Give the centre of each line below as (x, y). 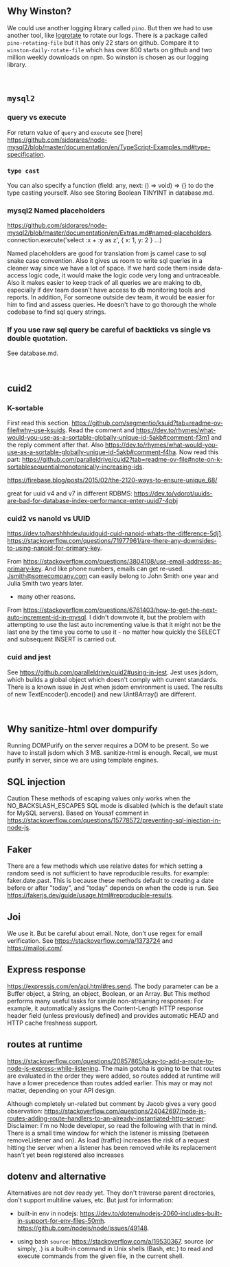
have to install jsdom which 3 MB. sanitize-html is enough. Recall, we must (112, 753)
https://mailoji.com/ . (35, 948)
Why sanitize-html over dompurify (82, 729)
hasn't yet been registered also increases (66, 1155)
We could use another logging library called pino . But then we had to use (110, 28)
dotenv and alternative (57, 1176)
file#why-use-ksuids (36, 430)
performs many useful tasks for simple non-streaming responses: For (105, 1001)
